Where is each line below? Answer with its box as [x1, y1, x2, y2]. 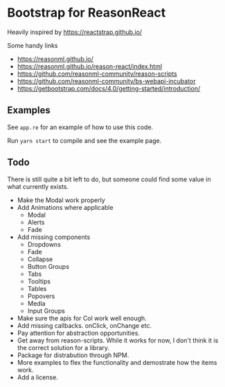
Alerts [27, 217, 45, 227]
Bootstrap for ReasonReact [7, 5, 166, 21]
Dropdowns [27, 240, 61, 248]
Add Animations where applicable [17, 203, 114, 211]
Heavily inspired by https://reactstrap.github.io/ [7, 28, 143, 36]
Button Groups [27, 262, 69, 270]
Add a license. [17, 373, 59, 381]
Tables [27, 284, 47, 293]
